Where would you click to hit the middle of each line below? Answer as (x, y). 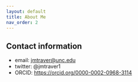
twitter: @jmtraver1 (37, 66)
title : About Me (26, 17)
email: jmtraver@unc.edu (45, 60)
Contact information (44, 46)
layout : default (26, 11)
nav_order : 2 (22, 22)
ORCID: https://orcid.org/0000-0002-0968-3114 (73, 73)
